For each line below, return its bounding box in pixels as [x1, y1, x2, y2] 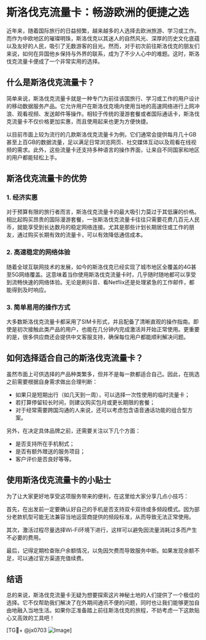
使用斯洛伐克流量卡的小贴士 [6, 475, 112, 486]
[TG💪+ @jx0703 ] [6, 627, 72, 634]
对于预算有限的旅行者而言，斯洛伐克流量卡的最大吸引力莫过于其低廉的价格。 [6, 208, 200, 216]
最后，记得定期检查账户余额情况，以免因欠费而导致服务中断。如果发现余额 [6, 546, 194, 554]
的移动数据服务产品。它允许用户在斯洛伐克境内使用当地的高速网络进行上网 [6, 102, 194, 110]
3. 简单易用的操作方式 [6, 303, 71, 311]
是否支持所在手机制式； [15, 440, 75, 447]
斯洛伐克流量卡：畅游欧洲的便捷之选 [6, 6, 189, 20]
